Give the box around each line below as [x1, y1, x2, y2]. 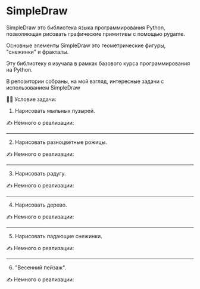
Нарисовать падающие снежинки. [14, 232, 102, 239]
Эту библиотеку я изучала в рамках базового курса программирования [6, 60, 190, 67]
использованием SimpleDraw [6, 84, 80, 91]
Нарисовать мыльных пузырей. [14, 107, 95, 114]
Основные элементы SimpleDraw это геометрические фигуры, [6, 42, 166, 49]
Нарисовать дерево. [14, 201, 67, 208]
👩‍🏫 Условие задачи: [6, 96, 57, 103]
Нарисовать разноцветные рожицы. [14, 139, 107, 146]
